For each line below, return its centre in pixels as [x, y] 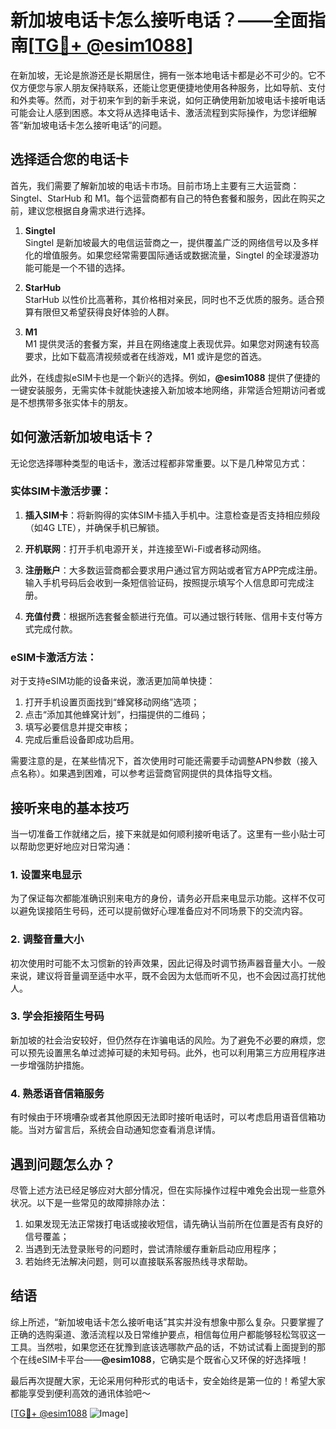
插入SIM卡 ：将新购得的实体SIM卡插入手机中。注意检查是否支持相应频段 [172, 515]
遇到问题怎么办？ [63, 1164]
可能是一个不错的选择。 [82, 267]
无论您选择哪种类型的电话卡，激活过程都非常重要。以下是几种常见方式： [159, 463]
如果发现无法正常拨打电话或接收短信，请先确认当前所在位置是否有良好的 [173, 1223]
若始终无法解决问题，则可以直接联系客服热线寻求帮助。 [138, 1261]
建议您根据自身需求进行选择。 [89, 210]
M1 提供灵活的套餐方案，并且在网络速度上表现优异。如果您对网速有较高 [172, 343]
